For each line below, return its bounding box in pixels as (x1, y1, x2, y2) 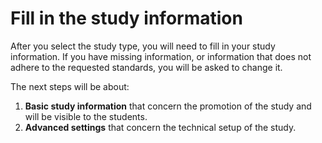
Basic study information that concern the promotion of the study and (24, 100, 312, 112)
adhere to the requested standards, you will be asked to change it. (10, 61, 283, 73)
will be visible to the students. (24, 110, 148, 122)
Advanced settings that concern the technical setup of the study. (24, 121, 297, 133)
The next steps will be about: (10, 80, 130, 92)
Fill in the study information (10, 7, 243, 30)
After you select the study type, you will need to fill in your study (10, 40, 276, 52)
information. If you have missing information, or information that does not (10, 50, 312, 62)
